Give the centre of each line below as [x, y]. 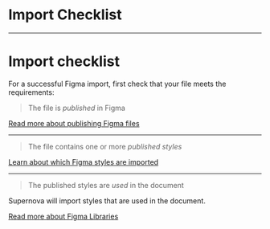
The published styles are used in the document [106, 185]
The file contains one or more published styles [105, 146]
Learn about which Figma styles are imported [84, 162]
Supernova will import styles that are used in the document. [107, 200]
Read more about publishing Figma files [74, 123]
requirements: [31, 92]
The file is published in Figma [77, 108]
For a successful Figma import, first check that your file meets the [117, 84]
